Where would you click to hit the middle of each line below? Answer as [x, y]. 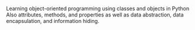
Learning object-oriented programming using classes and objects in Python [98, 9]
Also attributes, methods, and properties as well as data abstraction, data [95, 15]
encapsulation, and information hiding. [53, 21]
